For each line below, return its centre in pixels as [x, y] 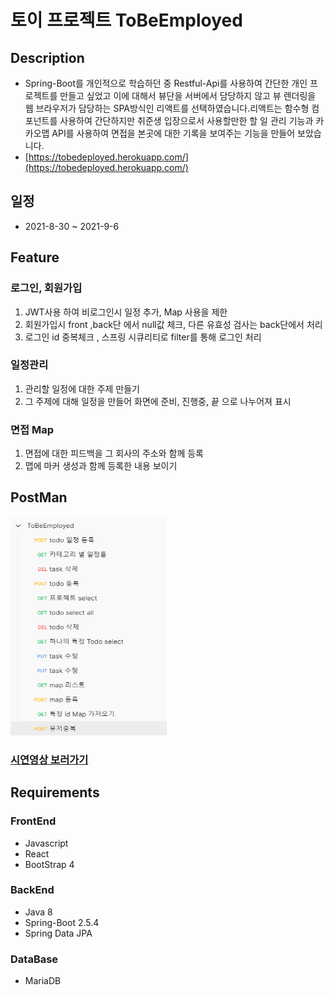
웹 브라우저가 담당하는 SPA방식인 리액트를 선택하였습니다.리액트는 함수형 [167, 108]
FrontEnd [33, 821]
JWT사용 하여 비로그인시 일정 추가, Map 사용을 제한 [126, 312]
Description [47, 57]
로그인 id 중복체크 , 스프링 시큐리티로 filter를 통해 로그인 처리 [143, 337]
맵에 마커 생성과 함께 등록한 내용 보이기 [101, 466]
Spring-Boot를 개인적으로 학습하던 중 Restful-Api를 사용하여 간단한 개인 [166, 83]
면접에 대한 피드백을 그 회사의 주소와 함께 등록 [114, 453]
